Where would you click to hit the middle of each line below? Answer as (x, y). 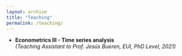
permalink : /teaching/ (35, 23)
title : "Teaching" (29, 17)
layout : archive (27, 12)
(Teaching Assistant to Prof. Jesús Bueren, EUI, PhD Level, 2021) (95, 46)
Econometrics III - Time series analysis (64, 40)
